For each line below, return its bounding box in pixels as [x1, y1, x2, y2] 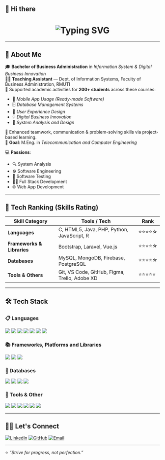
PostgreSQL [58, 260, 86, 267]
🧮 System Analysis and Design [12, 119, 75, 126]
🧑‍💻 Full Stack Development [12, 178, 67, 185]
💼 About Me [5, 50, 42, 59]
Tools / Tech [81, 217, 111, 224]
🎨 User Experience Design [12, 109, 65, 115]
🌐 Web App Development [12, 184, 64, 190]
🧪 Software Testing [12, 174, 51, 179]
